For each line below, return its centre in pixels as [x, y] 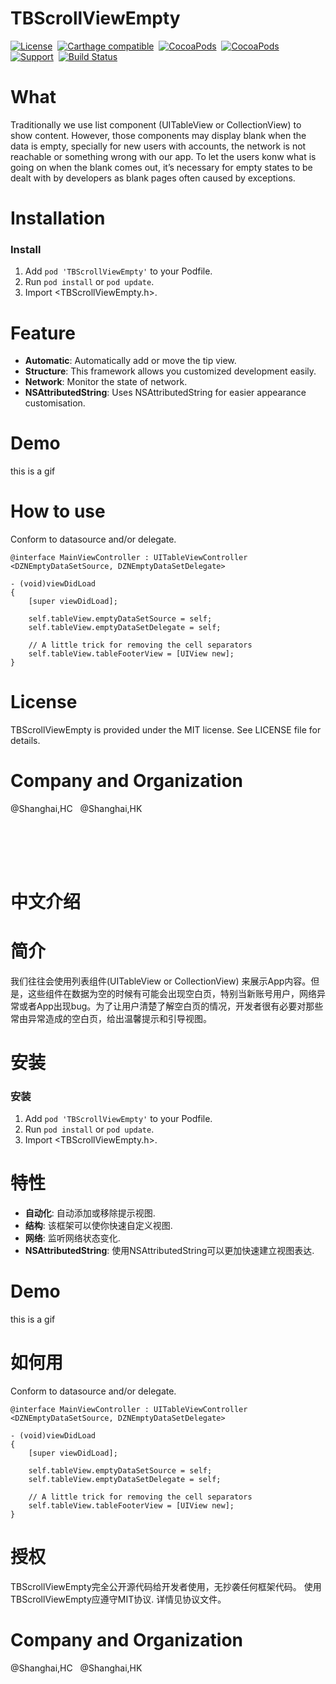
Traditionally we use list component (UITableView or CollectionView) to [156, 124]
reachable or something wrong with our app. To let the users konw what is [163, 156]
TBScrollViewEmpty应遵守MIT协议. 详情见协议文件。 [118, 1599]
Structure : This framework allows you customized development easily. [170, 371]
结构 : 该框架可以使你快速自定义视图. [98, 1225]
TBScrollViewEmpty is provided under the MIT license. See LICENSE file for [166, 730]
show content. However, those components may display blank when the [158, 135]
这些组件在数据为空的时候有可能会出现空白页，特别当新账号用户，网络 [172, 993]
